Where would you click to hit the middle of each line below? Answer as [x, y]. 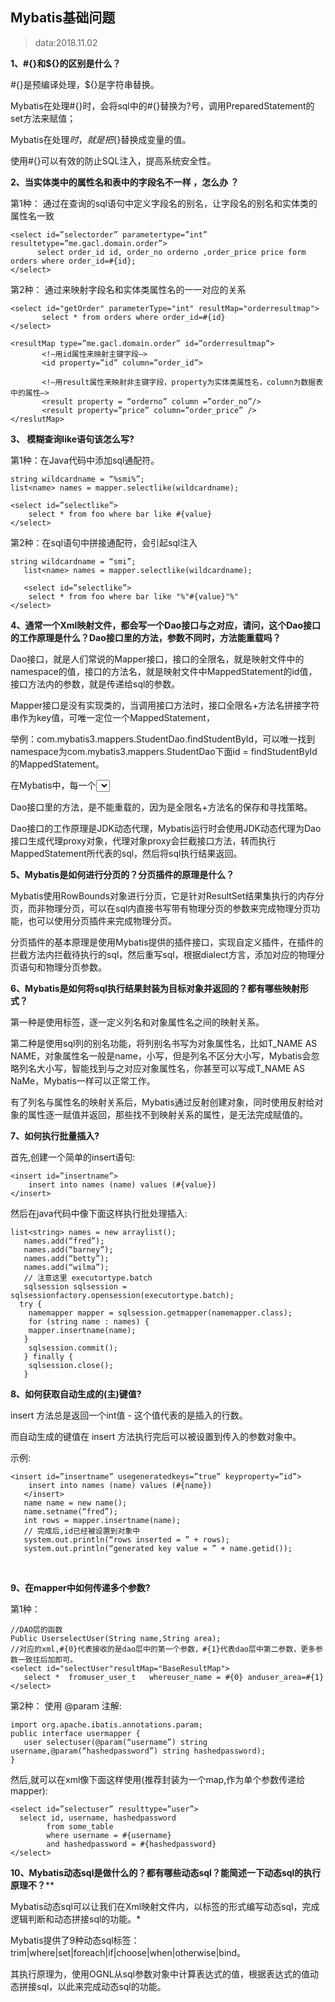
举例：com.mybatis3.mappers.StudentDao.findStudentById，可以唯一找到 [163, 739]
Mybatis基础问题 [63, 18]
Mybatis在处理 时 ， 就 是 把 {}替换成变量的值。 [101, 139]
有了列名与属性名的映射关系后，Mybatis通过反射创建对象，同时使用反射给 [162, 1102]
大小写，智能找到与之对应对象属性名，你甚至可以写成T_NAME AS [170, 1068]
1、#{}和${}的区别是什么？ [66, 63]
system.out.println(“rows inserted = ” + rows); [126, 1539]
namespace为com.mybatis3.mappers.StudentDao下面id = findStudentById [164, 751]
